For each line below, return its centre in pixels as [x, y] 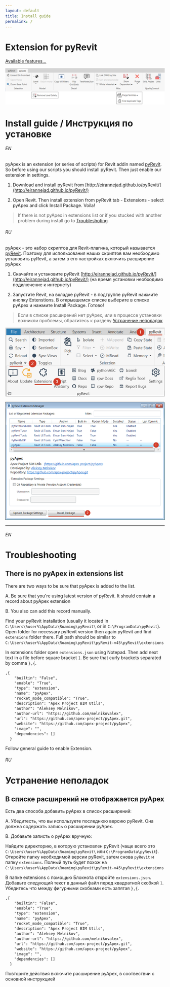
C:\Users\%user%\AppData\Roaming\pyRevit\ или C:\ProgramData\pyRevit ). [82, 852]
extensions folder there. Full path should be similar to [61, 637]
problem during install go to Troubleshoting [62, 220]
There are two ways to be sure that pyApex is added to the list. [70, 586]
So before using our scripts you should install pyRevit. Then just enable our [83, 169]
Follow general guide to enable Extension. [49, 748]
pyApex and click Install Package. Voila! [54, 205]
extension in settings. [28, 175]
